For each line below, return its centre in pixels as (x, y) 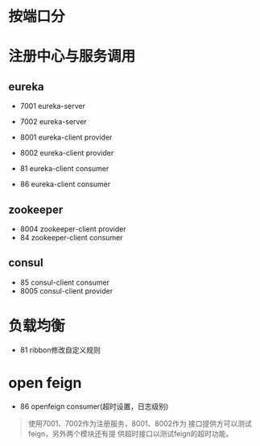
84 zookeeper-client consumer (71, 238)
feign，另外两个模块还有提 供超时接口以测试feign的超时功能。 (130, 433)
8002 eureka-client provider (67, 153)
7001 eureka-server (53, 106)
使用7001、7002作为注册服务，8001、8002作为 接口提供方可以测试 (140, 423)
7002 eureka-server (53, 122)
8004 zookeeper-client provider (73, 229)
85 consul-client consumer (65, 282)
